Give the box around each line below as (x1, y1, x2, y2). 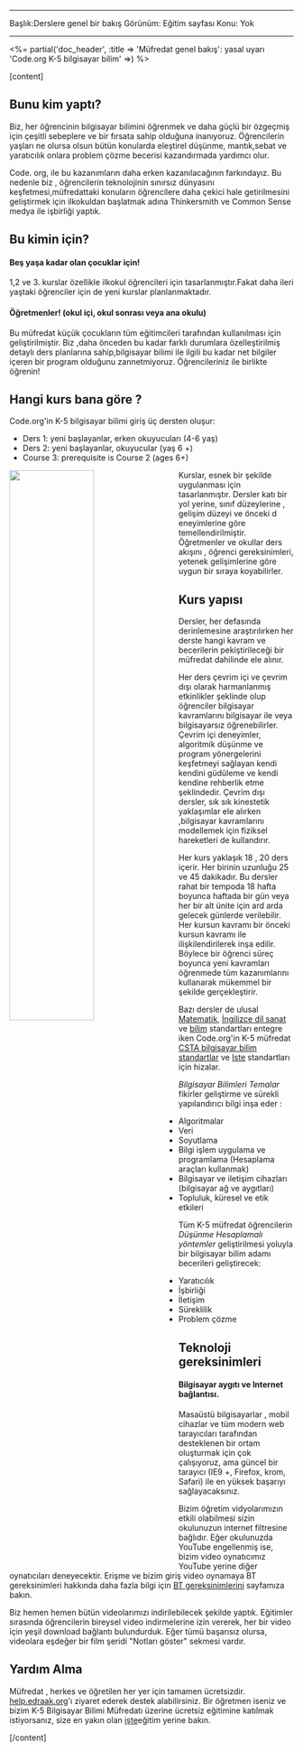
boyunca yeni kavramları (179, 958, 271, 968)
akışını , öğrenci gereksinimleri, (179, 547, 294, 558)
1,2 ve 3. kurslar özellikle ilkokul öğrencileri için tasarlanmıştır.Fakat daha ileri (9, 277, 294, 288)
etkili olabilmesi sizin (179, 1513, 255, 1524)
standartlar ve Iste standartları (179, 1052, 290, 1063)
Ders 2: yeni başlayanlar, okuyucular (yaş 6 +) (22, 443, 194, 454)
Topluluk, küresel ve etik (179, 1192, 269, 1203)
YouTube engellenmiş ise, (179, 1541, 273, 1552)
